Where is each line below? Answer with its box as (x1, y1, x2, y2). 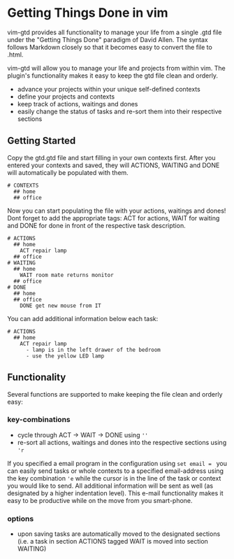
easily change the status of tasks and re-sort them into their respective (17, 107, 222, 115)
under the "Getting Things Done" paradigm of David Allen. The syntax (7, 35, 208, 43)
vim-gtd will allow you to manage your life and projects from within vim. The (7, 64, 226, 72)
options (7, 514, 34, 523)
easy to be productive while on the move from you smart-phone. (7, 496, 193, 504)
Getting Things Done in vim (7, 5, 169, 21)
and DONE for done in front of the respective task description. (7, 221, 187, 229)
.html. (7, 50, 24, 59)
